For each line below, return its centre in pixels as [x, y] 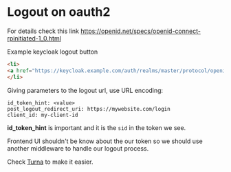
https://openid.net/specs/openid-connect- [141, 31]
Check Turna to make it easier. [50, 162]
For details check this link [43, 31]
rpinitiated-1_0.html [34, 38]
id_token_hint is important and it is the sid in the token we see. [97, 127]
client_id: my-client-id [43, 115]
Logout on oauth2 [59, 12]
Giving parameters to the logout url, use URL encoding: [85, 90]
